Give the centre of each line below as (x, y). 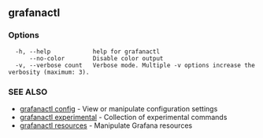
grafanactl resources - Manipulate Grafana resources (106, 125)
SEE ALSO (28, 92)
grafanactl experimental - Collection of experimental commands (123, 117)
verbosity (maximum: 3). (49, 72)
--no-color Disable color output (96, 58)
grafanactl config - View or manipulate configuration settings (119, 108)
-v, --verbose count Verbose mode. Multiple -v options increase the (135, 65)
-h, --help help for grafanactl (87, 51)
